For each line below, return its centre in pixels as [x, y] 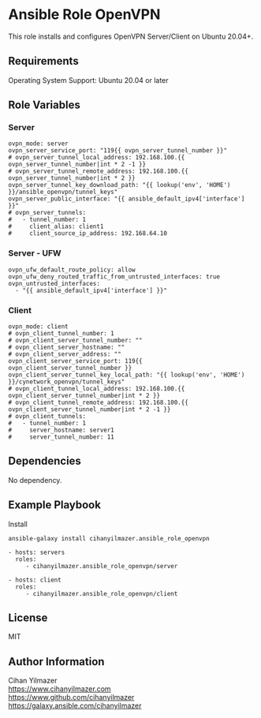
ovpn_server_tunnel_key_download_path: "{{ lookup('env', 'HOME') [119, 185]
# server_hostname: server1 [61, 430]
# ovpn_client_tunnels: [47, 417]
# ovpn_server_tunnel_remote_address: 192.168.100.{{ [99, 171]
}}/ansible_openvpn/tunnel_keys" [63, 192]
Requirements [43, 61]
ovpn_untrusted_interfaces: [54, 283]
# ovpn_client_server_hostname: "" [67, 348]
